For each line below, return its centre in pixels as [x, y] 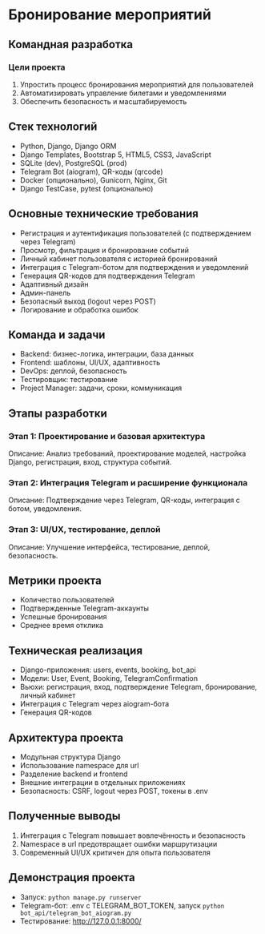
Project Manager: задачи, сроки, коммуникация [101, 388]
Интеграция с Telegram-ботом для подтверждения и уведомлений [134, 267]
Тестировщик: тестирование [69, 380]
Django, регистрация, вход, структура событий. [90, 462]
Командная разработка [71, 44]
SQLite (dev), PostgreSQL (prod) [73, 163]
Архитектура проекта [66, 737]
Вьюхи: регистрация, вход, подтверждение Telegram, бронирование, [139, 687]
